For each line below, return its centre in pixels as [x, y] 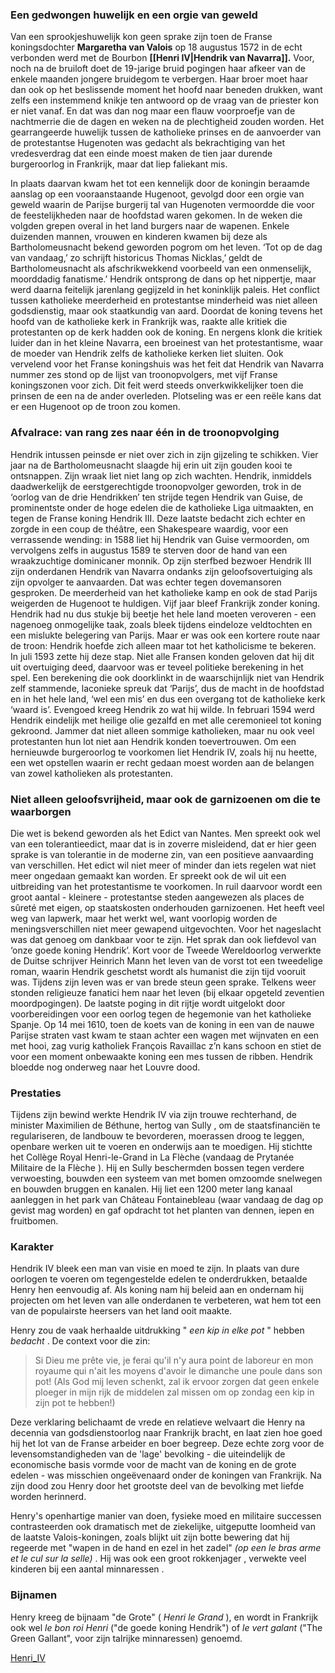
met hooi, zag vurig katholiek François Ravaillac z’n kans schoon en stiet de [166, 1045]
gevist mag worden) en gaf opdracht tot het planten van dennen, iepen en [162, 1210]
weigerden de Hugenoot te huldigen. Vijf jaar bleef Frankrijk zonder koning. [165, 603]
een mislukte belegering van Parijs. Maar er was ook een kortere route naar [165, 635]
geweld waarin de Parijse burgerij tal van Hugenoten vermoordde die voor [162, 205]
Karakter [32, 1247]
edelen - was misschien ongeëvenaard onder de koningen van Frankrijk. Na [166, 1475]
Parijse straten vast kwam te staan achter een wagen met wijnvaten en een [165, 1035]
